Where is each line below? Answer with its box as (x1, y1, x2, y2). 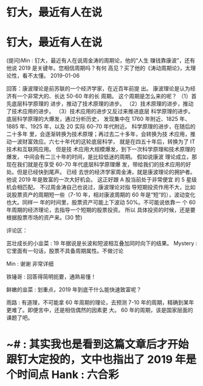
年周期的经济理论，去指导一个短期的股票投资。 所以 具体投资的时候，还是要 (6, 206, 196, 214)
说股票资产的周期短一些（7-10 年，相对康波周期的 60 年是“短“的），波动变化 (6, 191, 196, 198)
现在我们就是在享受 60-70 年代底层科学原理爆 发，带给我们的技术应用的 (6, 161, 186, 168)
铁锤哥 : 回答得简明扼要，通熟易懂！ (6, 273, 96, 280)
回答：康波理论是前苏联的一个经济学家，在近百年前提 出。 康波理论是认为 (6, 85, 190, 92)
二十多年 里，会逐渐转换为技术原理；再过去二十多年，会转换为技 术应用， (6, 130, 190, 138)
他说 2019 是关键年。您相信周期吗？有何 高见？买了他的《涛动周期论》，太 (6, 64, 191, 72)
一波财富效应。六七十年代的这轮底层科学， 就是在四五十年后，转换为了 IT (11, 138, 196, 146)
